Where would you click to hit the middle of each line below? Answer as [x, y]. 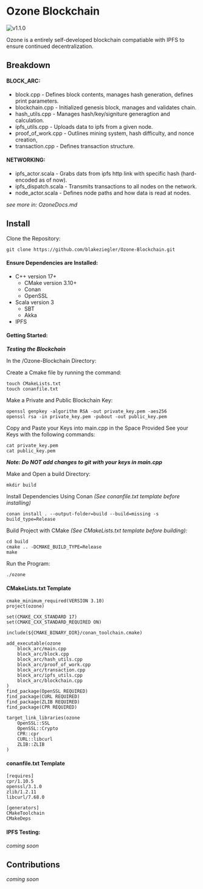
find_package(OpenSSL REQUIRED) [47, 692]
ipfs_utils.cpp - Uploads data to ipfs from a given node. [84, 126]
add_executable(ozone [34, 644]
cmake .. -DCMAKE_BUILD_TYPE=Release [54, 547]
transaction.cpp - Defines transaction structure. [75, 146]
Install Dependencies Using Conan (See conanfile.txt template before [93, 496]
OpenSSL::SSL [34, 723]
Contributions [33, 864]
